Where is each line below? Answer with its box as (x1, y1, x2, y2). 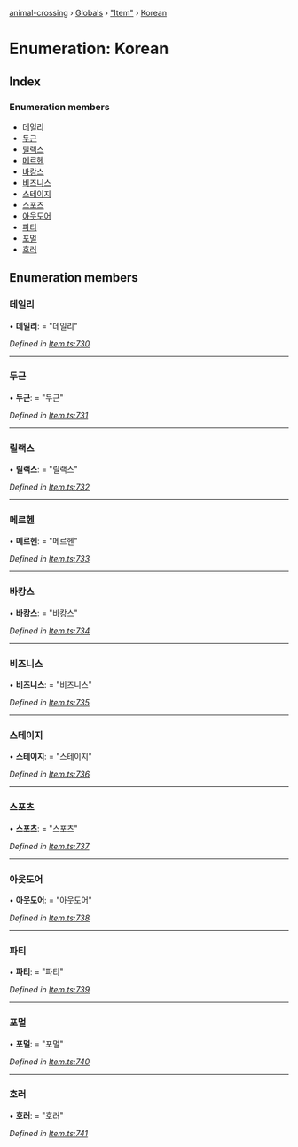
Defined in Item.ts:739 (9, 984, 90, 995)
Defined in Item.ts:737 (9, 840, 90, 851)
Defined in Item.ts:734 (9, 625, 90, 636)
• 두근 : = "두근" (9, 392, 64, 402)
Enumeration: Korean (9, 39, 169, 59)
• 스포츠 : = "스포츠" (9, 823, 78, 833)
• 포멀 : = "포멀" (9, 1039, 64, 1049)
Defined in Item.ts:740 (9, 1056, 90, 1067)
